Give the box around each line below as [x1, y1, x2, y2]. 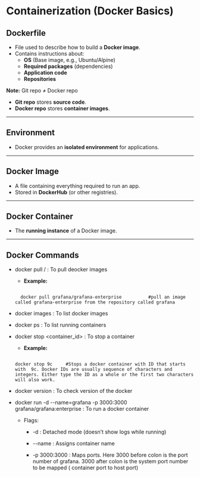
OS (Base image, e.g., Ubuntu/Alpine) [23, 57, 116, 63]
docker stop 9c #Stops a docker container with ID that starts [14, 361, 186, 367]
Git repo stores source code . [14, 98, 86, 106]
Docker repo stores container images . [14, 105, 110, 111]
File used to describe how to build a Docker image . [14, 44, 141, 51]
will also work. [14, 377, 55, 383]
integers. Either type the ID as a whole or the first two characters [14, 371, 194, 378]
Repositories [23, 76, 57, 82]
